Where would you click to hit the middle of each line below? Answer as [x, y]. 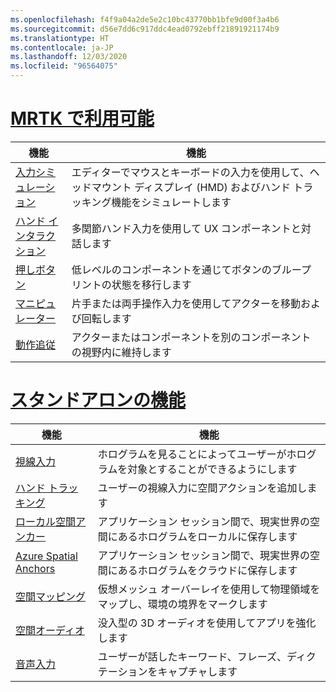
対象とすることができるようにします [212, 469]
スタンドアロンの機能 [98, 400]
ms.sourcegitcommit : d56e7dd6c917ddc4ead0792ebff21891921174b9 [145, 29]
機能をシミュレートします [171, 202]
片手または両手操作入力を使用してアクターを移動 [186, 303]
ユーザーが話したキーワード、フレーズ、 [192, 656]
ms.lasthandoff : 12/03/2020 [69, 57]
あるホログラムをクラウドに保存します [207, 570]
